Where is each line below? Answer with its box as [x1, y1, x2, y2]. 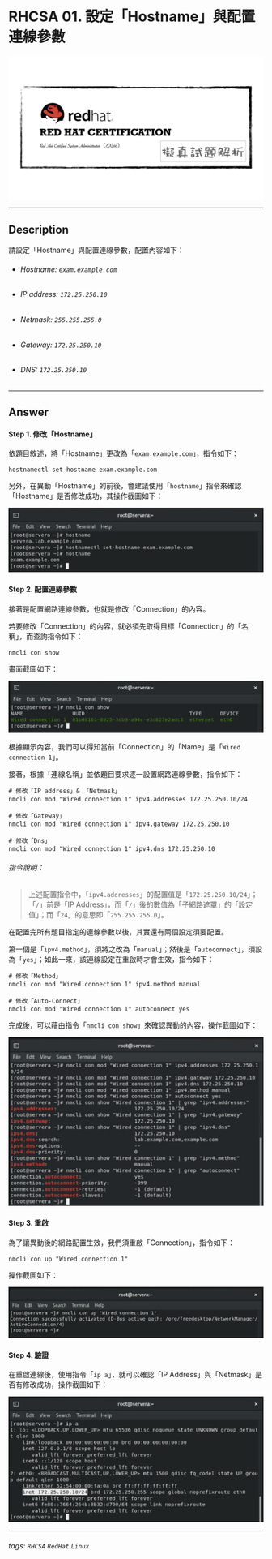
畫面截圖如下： [8, 664, 58, 673]
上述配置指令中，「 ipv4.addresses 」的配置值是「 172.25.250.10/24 [28, 889, 248, 899]
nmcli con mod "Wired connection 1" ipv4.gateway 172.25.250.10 [8, 820, 230, 828]
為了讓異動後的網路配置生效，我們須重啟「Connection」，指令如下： [8, 1238, 235, 1248]
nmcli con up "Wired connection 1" [8, 1255, 129, 1263]
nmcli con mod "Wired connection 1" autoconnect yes [8, 1005, 190, 1013]
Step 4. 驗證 [8, 1350, 49, 1359]
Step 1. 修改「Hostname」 [8, 429, 97, 439]
